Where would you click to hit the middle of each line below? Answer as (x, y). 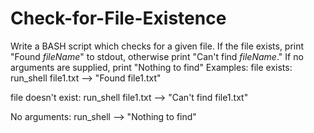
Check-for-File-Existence (118, 18)
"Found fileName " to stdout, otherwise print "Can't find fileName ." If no (157, 56)
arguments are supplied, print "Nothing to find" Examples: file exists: (151, 67)
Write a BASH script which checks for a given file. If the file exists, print (157, 46)
